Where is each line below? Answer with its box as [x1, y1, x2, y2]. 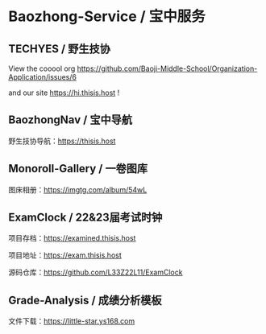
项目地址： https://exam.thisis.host [8, 250, 123, 260]
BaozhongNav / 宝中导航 [8, 113, 133, 127]
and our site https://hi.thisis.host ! [8, 88, 120, 97]
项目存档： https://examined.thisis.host [8, 233, 136, 243]
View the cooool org [8, 64, 76, 73]
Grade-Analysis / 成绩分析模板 [8, 293, 162, 307]
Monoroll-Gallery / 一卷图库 [8, 162, 148, 175]
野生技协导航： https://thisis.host [8, 136, 116, 146]
